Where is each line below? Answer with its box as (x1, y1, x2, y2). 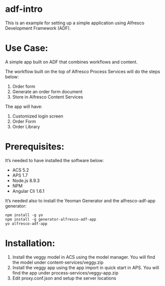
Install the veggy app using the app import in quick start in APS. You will (12, 264, 160, 271)
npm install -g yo (5, 212, 43, 218)
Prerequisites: (5, 141, 64, 152)
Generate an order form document (12, 88, 83, 95)
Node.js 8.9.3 (12, 177, 40, 183)
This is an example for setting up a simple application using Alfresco (5, 20, 145, 26)
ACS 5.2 (12, 167, 29, 173)
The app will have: (5, 103, 43, 110)
